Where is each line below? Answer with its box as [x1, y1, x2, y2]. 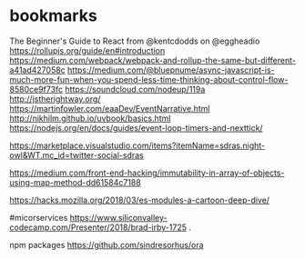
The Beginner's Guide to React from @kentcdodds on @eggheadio [9, 35, 260, 46]
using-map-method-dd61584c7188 [9, 176, 141, 187]
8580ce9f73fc [9, 84, 64, 95]
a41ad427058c [9, 65, 66, 75]
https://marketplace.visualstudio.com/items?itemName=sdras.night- [9, 140, 266, 151]
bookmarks [9, 5, 97, 26]
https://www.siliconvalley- [69, 212, 168, 223]
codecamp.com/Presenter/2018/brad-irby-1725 [9, 222, 187, 233]
